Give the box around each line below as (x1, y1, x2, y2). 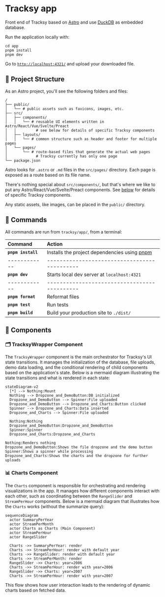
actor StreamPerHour (9, 530, 52, 535)
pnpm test (7, 301, 30, 307)
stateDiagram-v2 (5, 385, 38, 390)
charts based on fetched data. (5, 587, 66, 593)
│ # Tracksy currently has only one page (5, 154, 118, 159)
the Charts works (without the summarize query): (5, 503, 105, 509)
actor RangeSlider (9, 534, 48, 539)
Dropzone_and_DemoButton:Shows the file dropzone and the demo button (5, 445, 153, 450)
